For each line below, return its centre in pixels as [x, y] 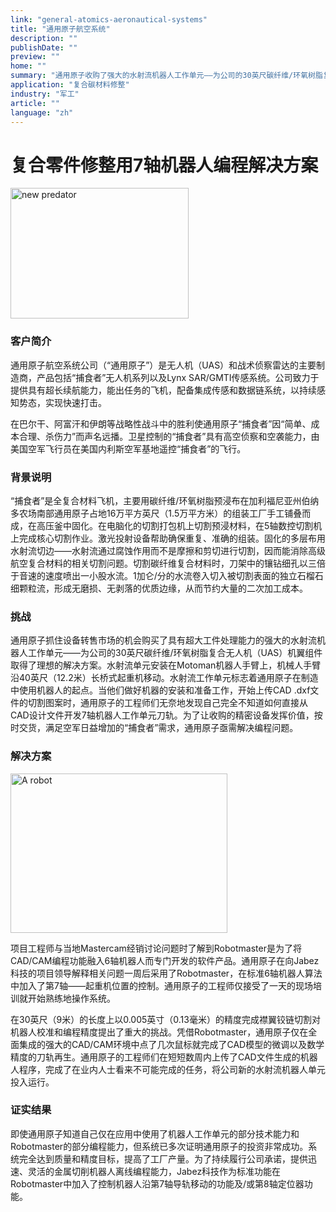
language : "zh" [42, 112]
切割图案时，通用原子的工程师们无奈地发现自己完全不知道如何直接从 [167, 703]
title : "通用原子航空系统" [60, 29]
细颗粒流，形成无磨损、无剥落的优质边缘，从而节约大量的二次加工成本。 [159, 588]
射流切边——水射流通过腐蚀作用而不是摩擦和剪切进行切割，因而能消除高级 [172, 550]
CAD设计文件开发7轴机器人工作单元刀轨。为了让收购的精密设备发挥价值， [162, 715]
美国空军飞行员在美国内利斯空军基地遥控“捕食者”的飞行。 [128, 448]
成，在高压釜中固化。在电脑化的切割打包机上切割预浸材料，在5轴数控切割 [162, 525]
